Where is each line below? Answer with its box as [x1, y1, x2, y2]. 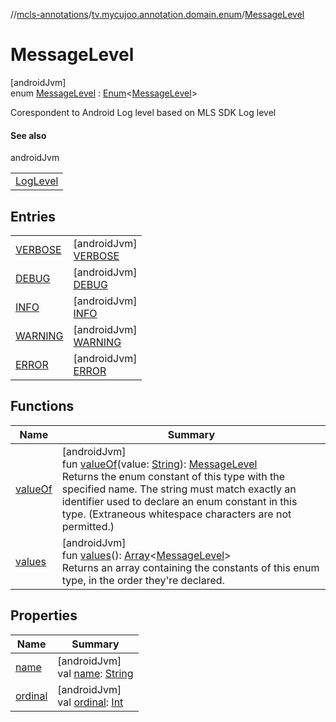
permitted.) [61, 519, 115, 533]
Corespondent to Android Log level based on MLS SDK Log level [10, 106, 277, 118]
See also [10, 129, 47, 141]
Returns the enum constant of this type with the [61, 469, 286, 483]
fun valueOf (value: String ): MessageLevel [61, 457, 258, 471]
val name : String [57, 666, 134, 680]
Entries [10, 208, 57, 225]
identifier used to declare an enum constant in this [61, 494, 298, 508]
